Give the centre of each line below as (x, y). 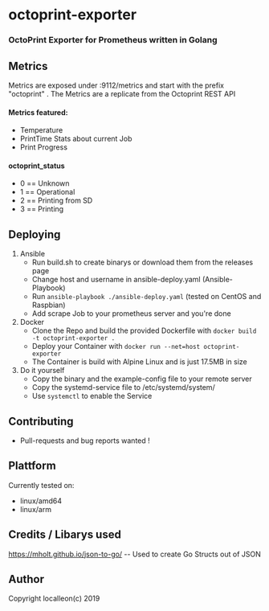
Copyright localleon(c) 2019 (54, 599)
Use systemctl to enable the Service (92, 396)
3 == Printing (42, 209)
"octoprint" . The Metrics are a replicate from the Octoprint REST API (122, 93)
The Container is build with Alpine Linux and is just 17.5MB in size (139, 362)
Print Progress (44, 147)
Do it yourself (42, 371)
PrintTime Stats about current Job (76, 139)
